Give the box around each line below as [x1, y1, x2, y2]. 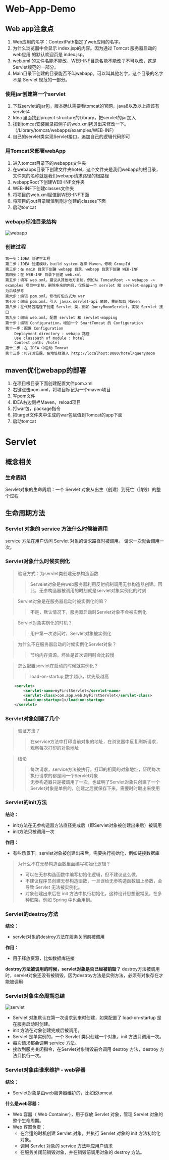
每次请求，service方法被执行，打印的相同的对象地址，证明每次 [30, 766, 161, 772]
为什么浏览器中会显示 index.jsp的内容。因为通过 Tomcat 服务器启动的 [12, 45, 157, 51]
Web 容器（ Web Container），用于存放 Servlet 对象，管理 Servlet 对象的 [12, 1111, 163, 1117]
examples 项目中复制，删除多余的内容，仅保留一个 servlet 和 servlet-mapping [5, 283, 157, 288]
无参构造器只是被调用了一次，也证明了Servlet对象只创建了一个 [30, 779, 160, 785]
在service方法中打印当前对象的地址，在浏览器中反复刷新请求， [30, 738, 161, 745]
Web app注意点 [5, 24, 54, 33]
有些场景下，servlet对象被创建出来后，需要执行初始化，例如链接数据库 [12, 850, 160, 856]
